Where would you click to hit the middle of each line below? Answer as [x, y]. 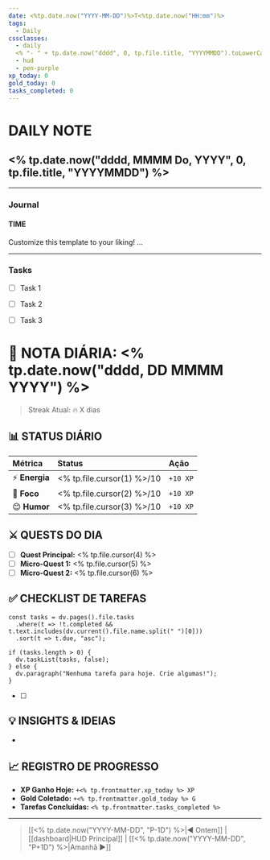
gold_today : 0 [32, 83]
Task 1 [31, 287]
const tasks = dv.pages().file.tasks [72, 617]
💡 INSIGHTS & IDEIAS [62, 720]
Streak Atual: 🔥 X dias [64, 409]
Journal [24, 205]
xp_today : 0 [28, 76]
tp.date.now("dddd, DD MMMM [116, 370]
